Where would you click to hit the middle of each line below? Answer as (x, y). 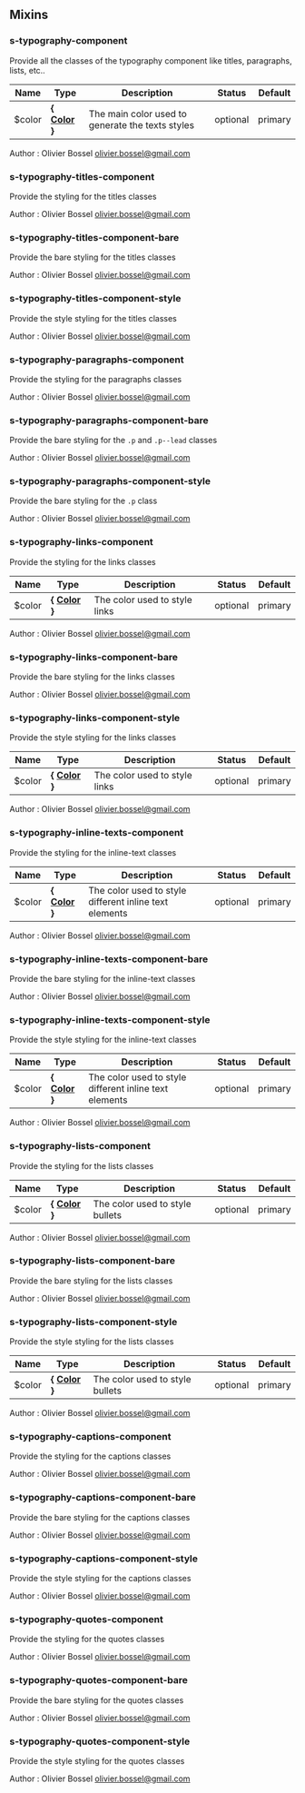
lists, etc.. (27, 70)
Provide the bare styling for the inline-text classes (103, 978)
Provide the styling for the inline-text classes (93, 852)
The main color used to (138, 114)
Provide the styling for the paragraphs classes (96, 379)
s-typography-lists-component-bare (92, 1261)
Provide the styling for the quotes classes (87, 1639)
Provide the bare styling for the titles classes (93, 257)
